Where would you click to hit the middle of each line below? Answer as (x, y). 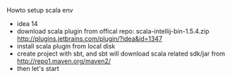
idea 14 (27, 24)
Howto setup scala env (40, 10)
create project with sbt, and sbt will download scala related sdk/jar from (121, 53)
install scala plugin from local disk (66, 46)
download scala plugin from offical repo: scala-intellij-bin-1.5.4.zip (113, 31)
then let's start (38, 69)
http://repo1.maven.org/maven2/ (63, 61)
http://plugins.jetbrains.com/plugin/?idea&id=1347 (90, 39)
